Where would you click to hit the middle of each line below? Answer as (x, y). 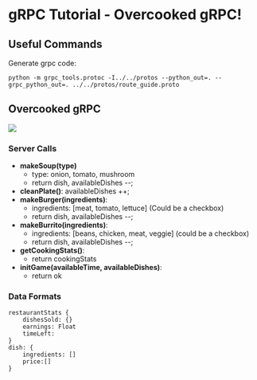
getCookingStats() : (52, 251)
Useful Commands (55, 44)
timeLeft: (39, 334)
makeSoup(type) (48, 166)
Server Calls (33, 148)
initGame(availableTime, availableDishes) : (91, 268)
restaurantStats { (39, 313)
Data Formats (35, 296)
